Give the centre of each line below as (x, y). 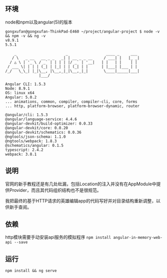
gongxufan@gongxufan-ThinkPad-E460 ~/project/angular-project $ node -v (82, 32)
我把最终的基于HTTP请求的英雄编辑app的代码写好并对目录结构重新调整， (81, 201)
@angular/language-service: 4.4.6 (41, 119)
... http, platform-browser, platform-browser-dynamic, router (72, 106)
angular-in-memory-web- (138, 238)
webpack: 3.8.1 (21, 154)
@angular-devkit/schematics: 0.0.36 (43, 132)
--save (21, 242)
